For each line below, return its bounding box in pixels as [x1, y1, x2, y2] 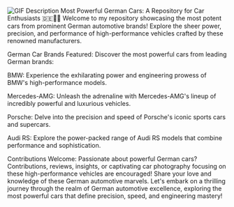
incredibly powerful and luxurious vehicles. [7, 100, 131, 107]
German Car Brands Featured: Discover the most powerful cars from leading [7, 50, 227, 59]
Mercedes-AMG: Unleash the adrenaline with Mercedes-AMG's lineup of [7, 92, 217, 100]
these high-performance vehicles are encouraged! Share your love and [7, 169, 212, 178]
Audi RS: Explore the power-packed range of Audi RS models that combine [7, 134, 222, 142]
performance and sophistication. [7, 141, 101, 149]
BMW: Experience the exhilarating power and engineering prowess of [7, 71, 207, 79]
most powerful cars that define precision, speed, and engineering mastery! [7, 192, 223, 200]
